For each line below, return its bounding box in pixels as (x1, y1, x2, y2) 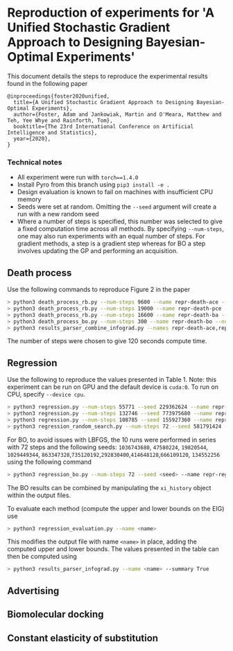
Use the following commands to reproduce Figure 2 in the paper (7, 286, 191, 294)
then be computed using (7, 553, 78, 561)
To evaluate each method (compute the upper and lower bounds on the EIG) (7, 504, 225, 512)
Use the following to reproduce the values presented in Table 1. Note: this (7, 376, 217, 384)
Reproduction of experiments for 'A (7, 5, 215, 21)
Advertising (7, 584, 60, 597)
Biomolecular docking (7, 609, 104, 620)
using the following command (7, 458, 92, 466)
